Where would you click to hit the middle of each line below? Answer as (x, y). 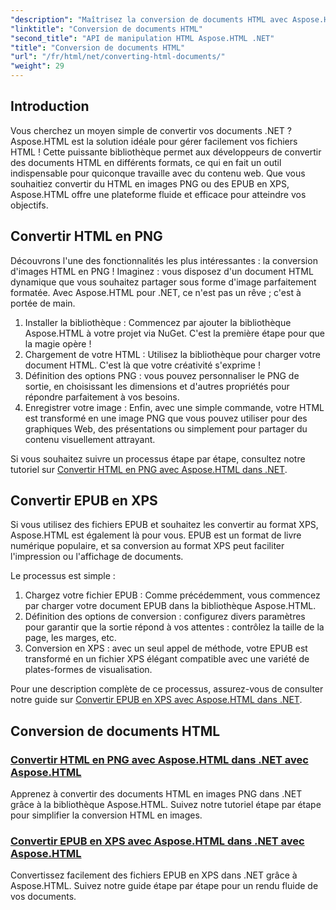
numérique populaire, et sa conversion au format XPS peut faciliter (147, 546)
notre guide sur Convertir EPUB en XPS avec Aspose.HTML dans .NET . (156, 700)
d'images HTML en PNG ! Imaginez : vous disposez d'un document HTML (162, 271)
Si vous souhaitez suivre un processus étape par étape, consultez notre (158, 458)
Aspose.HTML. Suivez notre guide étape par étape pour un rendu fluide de (164, 886)
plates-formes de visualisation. (88, 670)
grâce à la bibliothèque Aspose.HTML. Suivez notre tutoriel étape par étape (166, 805)
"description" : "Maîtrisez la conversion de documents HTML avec (149, 19)
